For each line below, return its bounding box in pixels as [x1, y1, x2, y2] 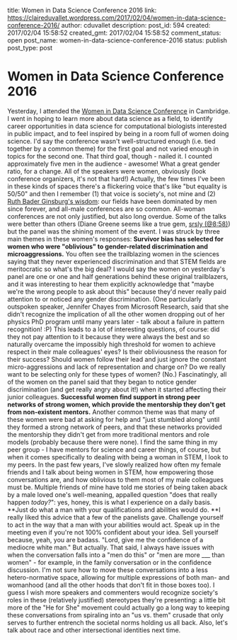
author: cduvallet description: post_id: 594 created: [61, 21, 211, 29]
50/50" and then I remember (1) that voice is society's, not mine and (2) [7, 189, 216, 198]
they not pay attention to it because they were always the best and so [7, 332, 210, 341]
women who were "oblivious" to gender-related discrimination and [7, 242, 209, 251]
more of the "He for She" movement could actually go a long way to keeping [7, 603, 230, 612]
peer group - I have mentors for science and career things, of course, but [7, 445, 221, 454]
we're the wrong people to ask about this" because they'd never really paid [7, 287, 226, 296]
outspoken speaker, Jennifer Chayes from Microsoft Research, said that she [7, 302, 229, 311]
